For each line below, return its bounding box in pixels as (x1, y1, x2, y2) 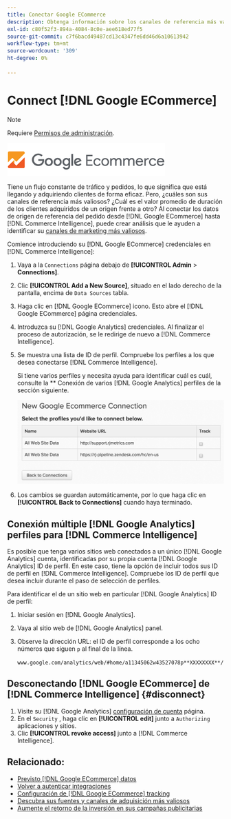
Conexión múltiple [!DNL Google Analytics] (7, 518, 195, 530)
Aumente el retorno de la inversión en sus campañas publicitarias (16, 804, 203, 812)
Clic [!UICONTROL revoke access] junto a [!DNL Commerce (16, 729, 188, 737)
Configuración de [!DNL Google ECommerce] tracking (16, 789, 170, 798)
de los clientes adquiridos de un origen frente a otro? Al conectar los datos (7, 204, 219, 213)
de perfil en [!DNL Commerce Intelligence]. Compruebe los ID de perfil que (7, 569, 219, 578)
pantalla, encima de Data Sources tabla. (16, 288, 129, 296)
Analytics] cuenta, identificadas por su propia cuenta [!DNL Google (7, 555, 197, 563)
